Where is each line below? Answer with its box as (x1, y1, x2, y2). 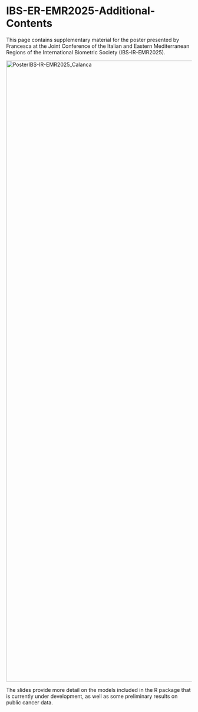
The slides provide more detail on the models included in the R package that (6, 686, 191, 693)
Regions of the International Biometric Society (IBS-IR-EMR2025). (6, 48, 166, 55)
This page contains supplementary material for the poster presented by (6, 36, 180, 43)
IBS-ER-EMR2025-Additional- (6, 4, 156, 18)
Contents (6, 17, 53, 30)
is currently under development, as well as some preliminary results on (6, 693, 178, 700)
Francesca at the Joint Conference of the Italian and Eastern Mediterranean (6, 43, 190, 50)
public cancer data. (6, 698, 53, 706)
